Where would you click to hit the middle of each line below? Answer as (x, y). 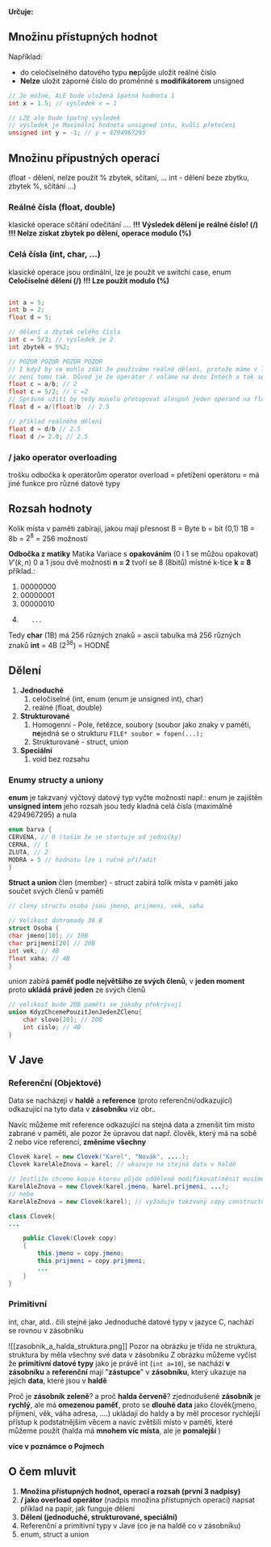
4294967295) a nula (42, 815)
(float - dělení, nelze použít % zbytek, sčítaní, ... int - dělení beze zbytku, (129, 178)
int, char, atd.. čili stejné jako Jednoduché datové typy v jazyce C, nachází (131, 1321)
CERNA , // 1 (28, 845)
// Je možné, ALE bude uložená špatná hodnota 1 (92, 95)
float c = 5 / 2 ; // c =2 (48, 392)
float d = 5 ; (30, 318)
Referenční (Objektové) (55, 1083)
